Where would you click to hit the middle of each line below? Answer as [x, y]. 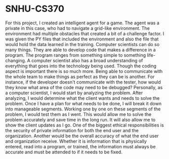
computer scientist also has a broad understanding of [87, 60]
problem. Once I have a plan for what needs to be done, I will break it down [83, 103]
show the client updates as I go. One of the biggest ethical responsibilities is [85, 125]
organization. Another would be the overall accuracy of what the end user [82, 136]
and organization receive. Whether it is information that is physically [76, 141]
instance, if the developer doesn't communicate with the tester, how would [83, 82]
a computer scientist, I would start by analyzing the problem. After [74, 93]
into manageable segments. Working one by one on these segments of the [83, 109]
